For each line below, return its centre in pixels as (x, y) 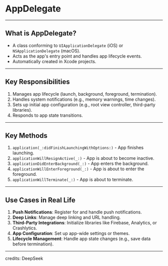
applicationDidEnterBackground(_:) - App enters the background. (80, 164)
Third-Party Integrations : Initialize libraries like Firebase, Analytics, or (85, 223)
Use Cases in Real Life (40, 200)
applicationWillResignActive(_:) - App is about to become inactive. (83, 158)
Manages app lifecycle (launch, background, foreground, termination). (85, 94)
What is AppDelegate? (41, 33)
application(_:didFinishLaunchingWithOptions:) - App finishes (78, 148)
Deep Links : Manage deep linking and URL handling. (66, 217)
